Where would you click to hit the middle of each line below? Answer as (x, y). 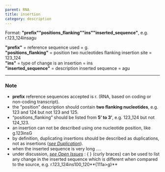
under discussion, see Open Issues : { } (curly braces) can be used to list (86, 154)
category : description (28, 19)
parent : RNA (17, 10)
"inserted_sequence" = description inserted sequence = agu (68, 68)
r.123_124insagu (21, 38)
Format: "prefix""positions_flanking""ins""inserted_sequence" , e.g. (77, 33)
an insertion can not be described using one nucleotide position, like (81, 128)
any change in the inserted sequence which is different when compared (85, 159)
